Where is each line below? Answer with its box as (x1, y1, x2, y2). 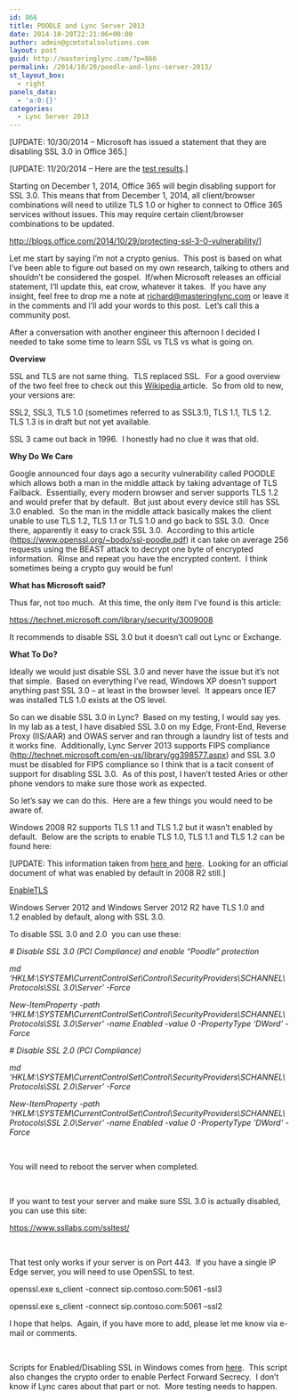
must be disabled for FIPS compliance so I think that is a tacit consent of (9, 759, 274, 770)
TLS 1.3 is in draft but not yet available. (9, 417, 151, 427)
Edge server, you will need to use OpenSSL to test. (9, 1266, 196, 1277)
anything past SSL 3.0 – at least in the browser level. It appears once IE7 (9, 685, 276, 696)
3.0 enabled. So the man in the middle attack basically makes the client (9, 506, 272, 517)
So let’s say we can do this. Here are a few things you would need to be (9, 796, 273, 806)
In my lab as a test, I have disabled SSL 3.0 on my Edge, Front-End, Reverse (9, 722, 286, 732)
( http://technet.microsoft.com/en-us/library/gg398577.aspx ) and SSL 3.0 (9, 749, 276, 761)
